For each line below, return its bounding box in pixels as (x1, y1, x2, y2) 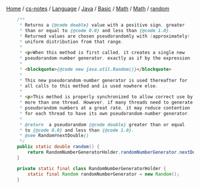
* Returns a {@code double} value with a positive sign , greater (19, 22, 185, 28)
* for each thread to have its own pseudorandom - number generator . (19, 110, 190, 117)
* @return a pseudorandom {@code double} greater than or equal (19, 121, 185, 127)
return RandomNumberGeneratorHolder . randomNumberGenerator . (27, 149, 180, 155)
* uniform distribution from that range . (19, 39, 124, 45)
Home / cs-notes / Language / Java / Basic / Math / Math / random (6, 5, 170, 12)
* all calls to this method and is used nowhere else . (19, 83, 159, 89)
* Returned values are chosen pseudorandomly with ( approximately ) (19, 33, 190, 39)
